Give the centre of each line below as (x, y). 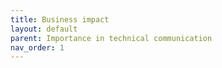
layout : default (44, 29)
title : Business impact (60, 19)
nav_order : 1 (37, 47)
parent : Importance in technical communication (111, 38)
